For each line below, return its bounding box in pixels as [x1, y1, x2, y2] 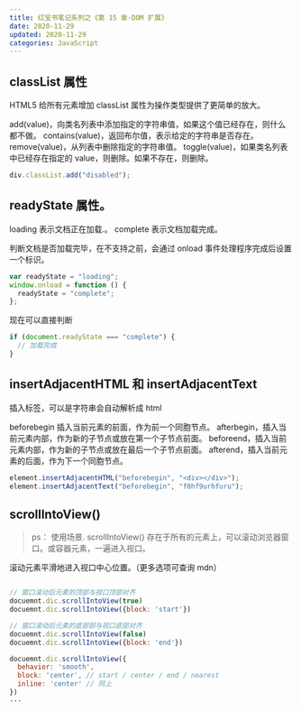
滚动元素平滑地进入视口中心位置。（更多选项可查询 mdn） [9, 562, 223, 573]
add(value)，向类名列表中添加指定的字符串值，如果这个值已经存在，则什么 [9, 119, 287, 130]
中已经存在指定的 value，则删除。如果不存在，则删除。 [9, 152, 214, 163]
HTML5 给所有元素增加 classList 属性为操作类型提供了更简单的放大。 [9, 100, 266, 111]
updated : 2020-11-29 [9, 30, 87, 39]
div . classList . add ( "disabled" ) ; [9, 171, 131, 180]
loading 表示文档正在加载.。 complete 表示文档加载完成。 [9, 223, 223, 235]
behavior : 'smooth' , [17, 662, 95, 672]
